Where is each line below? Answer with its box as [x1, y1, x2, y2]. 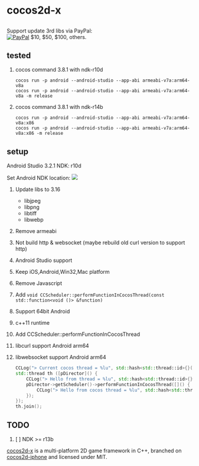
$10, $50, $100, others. [30, 33, 87, 40]
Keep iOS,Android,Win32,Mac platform [15, 268, 110, 276]
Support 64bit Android [15, 308, 70, 315]
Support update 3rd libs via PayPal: [6, 27, 93, 34]
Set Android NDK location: [6, 174, 70, 182]
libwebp [24, 216, 44, 224]
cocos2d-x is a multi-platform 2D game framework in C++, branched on [6, 447, 182, 454]
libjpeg [24, 198, 41, 205]
